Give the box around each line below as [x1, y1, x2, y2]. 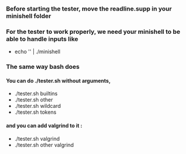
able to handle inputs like [6, 34, 79, 43]
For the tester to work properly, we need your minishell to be [6, 27, 181, 36]
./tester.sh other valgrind [14, 141, 74, 148]
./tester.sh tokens [14, 108, 57, 116]
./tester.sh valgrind [14, 135, 60, 142]
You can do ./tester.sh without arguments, [6, 77, 111, 84]
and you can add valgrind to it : [6, 122, 83, 129]
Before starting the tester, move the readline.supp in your [6, 5, 172, 13]
